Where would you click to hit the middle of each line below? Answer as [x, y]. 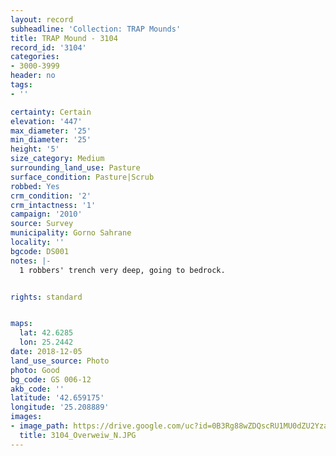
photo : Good [35, 370]
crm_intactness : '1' [53, 205]
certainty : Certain [51, 112]
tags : [21, 85]
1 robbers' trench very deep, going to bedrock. [122, 270]
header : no [33, 76]
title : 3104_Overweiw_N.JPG [78, 435]
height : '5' [35, 149]
